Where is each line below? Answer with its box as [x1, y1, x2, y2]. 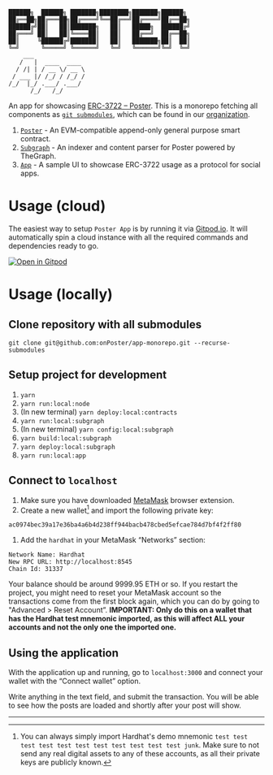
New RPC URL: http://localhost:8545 [8, 558, 132, 566]
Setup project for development [8, 368, 167, 382]
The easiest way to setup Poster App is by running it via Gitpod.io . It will [8, 223, 248, 233]
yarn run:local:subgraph [19, 417, 105, 425]
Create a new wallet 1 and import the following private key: [19, 504, 214, 515]
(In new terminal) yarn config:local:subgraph [19, 424, 174, 434]
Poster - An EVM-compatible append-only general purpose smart [19, 125, 240, 135]
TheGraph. [19, 151, 57, 161]
